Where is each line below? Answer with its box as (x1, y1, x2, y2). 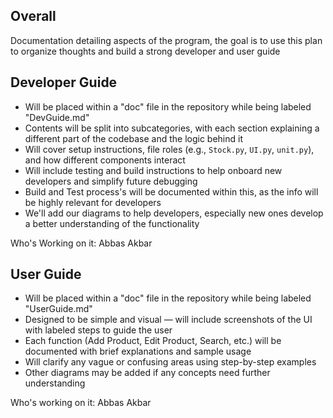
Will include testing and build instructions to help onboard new (24, 164, 283, 176)
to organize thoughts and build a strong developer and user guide (10, 45, 281, 57)
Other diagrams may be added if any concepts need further (24, 367, 271, 379)
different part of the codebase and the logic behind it (24, 132, 244, 144)
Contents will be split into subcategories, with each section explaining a (24, 122, 320, 134)
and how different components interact (24, 154, 186, 166)
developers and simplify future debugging (24, 175, 198, 187)
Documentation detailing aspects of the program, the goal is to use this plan (10, 34, 323, 46)
